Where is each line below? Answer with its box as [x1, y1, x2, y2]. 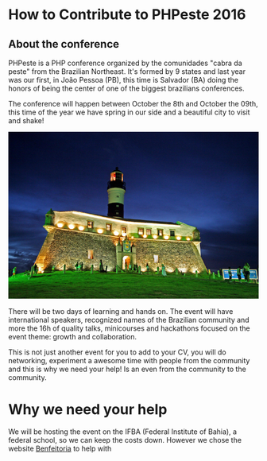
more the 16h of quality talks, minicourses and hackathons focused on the [8, 323, 250, 333]
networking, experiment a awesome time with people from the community [8, 355, 250, 365]
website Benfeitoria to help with [8, 444, 112, 453]
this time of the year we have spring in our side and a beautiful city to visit [8, 107, 250, 117]
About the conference [8, 37, 120, 51]
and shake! [8, 116, 44, 125]
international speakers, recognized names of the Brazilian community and [8, 315, 250, 324]
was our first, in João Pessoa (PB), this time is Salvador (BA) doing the [8, 76, 238, 84]
